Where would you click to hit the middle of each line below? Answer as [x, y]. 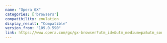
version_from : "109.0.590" [33, 28]
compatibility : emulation [32, 19]
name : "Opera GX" [23, 10]
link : [11, 33]
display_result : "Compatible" [37, 23]
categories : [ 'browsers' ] [32, 14]
